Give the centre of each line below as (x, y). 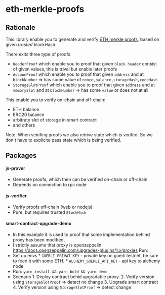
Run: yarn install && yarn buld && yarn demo (60, 271)
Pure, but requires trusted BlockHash (49, 212)
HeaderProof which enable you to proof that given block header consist (85, 64)
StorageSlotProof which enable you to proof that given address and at (84, 85)
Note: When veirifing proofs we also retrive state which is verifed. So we (79, 135)
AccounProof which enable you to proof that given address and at (78, 74)
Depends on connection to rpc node (50, 184)
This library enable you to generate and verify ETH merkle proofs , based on (82, 39)
